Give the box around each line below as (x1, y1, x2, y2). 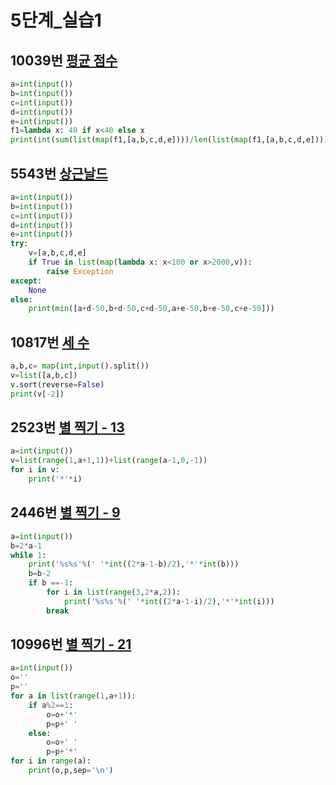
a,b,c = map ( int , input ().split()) (10, 361, 150, 371)
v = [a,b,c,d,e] (28, 248, 87, 258)
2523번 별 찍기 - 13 (10, 419, 125, 436)
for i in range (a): (10, 756, 92, 766)
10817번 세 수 (10, 334, 90, 351)
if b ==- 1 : (28, 578, 74, 588)
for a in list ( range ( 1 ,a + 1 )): (10, 691, 137, 701)
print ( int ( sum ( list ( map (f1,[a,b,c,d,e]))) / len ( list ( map (10, 135, 248, 145)
